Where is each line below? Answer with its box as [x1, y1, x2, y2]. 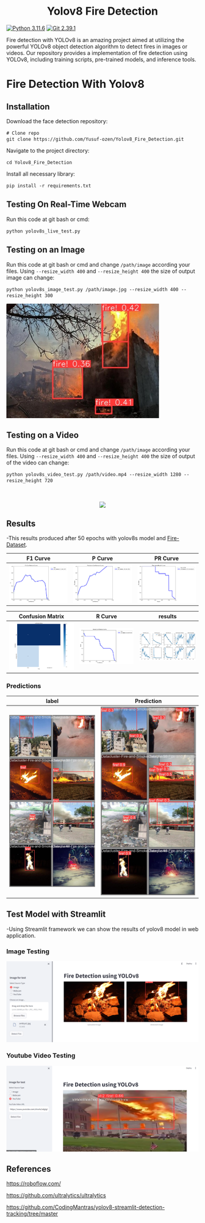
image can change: [6, 273, 55, 281]
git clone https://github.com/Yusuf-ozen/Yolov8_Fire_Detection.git [6, 136, 184, 142]
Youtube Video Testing [6, 1052, 76, 1060]
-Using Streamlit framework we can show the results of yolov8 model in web [6, 925, 199, 933]
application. [6, 932, 36, 939]
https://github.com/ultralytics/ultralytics [6, 1192, 106, 1199]
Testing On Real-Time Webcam [6, 200, 127, 210]
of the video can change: [6, 459, 70, 466]
